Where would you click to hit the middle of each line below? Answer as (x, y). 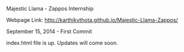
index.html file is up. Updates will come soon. (62, 43)
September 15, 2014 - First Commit (49, 31)
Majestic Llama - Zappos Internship (50, 9)
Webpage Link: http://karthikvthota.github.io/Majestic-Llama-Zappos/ (92, 20)
